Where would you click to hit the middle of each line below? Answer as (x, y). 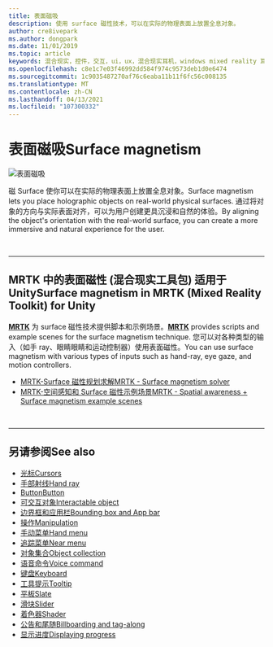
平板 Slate (36, 593)
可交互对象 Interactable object (69, 502)
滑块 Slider (37, 604)
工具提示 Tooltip (46, 584)
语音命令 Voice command (62, 563)
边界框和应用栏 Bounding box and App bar (90, 512)
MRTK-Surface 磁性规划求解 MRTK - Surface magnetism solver (125, 381)
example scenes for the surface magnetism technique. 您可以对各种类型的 (133, 337)
